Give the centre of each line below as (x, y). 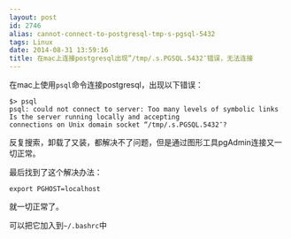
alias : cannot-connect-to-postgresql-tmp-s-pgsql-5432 (112, 34)
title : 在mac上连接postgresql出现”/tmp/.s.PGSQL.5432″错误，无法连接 (131, 58)
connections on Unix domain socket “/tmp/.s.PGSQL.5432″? (118, 125)
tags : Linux (31, 42)
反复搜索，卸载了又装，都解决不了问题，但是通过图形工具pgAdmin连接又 (142, 142)
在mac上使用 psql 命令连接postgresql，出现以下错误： (106, 85)
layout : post (33, 17)
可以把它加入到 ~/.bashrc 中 (58, 225)
